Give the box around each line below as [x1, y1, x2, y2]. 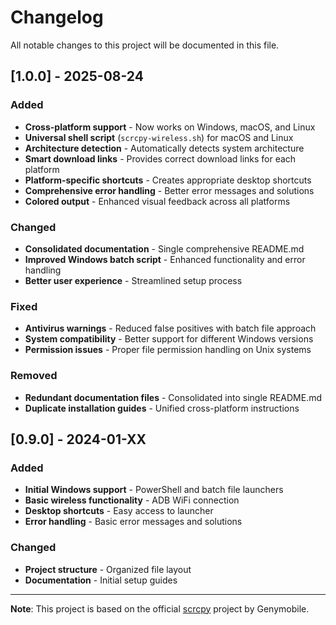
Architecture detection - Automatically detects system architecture [24, 142, 305, 154]
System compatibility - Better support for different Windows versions [24, 333, 314, 345]
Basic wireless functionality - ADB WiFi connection [24, 494, 240, 506]
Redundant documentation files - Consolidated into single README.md [24, 391, 323, 403]
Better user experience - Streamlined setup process [24, 274, 243, 286]
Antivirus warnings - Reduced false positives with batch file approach [24, 322, 317, 335]
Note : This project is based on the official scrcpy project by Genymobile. [10, 602, 310, 615]
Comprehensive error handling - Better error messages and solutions [24, 184, 315, 196]
